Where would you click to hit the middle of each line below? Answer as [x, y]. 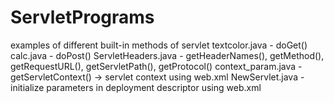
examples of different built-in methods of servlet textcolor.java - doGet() [159, 45]
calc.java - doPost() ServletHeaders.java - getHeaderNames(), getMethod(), [167, 55]
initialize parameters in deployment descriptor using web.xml [136, 87]
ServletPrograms [82, 17]
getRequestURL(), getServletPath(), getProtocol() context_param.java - [156, 66]
